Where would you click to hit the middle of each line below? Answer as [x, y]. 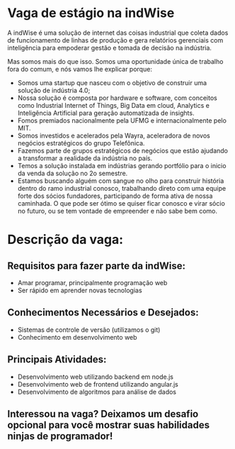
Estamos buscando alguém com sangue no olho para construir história [121, 181]
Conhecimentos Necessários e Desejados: [103, 312]
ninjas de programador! [60, 436]
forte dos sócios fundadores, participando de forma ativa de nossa [115, 196]
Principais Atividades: [57, 360]
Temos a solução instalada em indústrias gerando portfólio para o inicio [122, 165]
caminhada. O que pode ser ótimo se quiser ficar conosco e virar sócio [121, 203]
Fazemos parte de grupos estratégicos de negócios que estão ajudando [123, 150]
